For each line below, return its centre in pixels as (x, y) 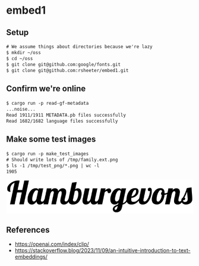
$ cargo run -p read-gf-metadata (48, 103)
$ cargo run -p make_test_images (48, 154)
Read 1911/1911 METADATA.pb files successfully (66, 115)
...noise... (21, 109)
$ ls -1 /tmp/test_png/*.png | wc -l (53, 165)
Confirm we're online (46, 89)
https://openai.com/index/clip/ (52, 244)
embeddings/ (31, 257)
